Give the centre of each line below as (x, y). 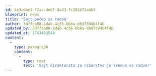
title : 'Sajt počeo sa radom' (37, 19)
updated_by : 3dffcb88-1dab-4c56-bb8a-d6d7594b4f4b (59, 28)
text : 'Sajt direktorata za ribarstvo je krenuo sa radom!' (88, 65)
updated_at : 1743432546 (30, 33)
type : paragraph (31, 47)
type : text (35, 61)
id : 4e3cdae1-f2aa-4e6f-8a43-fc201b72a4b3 (50, 10)
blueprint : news (22, 14)
